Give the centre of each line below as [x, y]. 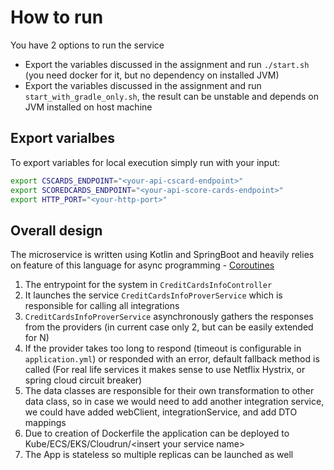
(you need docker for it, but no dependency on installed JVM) [152, 75]
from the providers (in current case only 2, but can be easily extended [169, 327]
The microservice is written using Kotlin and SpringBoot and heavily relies [162, 255]
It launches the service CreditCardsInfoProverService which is [153, 295]
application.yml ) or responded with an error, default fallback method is [172, 359]
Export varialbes [62, 138]
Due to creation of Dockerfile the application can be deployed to [157, 433]
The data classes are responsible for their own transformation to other [169, 391]
